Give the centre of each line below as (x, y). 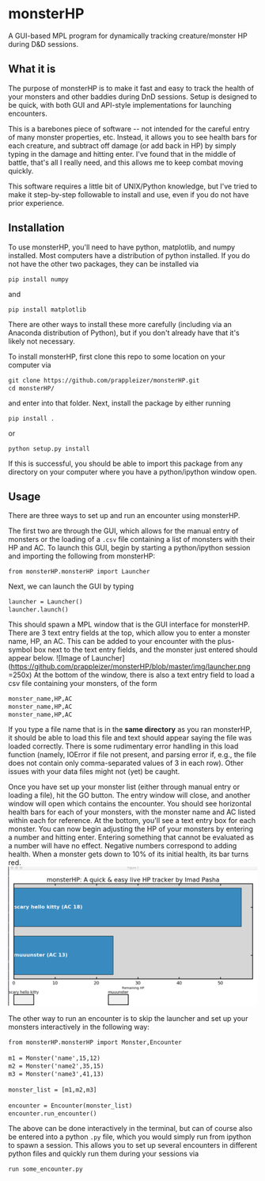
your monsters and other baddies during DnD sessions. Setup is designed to (132, 97)
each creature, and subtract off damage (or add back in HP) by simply (122, 145)
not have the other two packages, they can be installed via (104, 264)
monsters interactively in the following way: (79, 1027)
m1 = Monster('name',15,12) (55, 1058)
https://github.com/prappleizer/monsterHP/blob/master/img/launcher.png (131, 667)
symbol (20, 650)
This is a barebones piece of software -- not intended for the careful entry (129, 128)
